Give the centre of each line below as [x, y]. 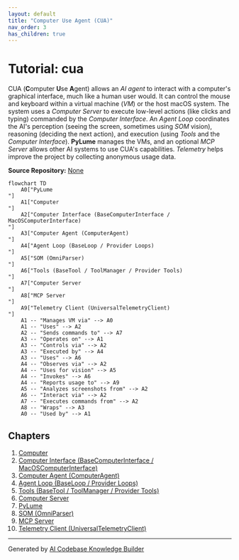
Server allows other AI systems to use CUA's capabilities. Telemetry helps [116, 149]
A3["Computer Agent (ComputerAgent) [75, 233]
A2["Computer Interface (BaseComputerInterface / [96, 215]
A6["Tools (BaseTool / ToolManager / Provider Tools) [102, 271]
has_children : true [37, 34]
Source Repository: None [46, 171]
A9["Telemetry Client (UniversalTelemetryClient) [96, 308]
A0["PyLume [37, 190]
